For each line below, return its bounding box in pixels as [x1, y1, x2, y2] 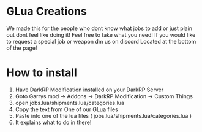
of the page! [6, 44, 37, 52]
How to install [6, 66, 78, 80]
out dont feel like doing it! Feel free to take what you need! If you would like [6, 31, 196, 38]
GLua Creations [6, 4, 87, 18]
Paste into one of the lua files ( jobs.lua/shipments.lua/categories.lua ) [15, 112, 192, 119]
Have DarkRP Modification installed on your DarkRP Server [15, 86, 164, 93]
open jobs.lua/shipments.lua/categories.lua [15, 99, 124, 106]
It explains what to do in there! [15, 118, 92, 126]
